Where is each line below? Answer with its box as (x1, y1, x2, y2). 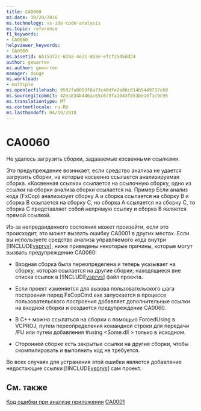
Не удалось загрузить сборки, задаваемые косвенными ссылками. (6, 155, 180, 162)
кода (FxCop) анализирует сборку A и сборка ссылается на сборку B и (6, 193, 189, 200)
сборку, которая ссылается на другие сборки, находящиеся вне (14, 267, 181, 274)
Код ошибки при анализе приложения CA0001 (6, 398, 125, 406)
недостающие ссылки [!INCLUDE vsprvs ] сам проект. (6, 365, 142, 372)
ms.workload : (6, 76, 39, 82)
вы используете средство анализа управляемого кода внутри (6, 236, 167, 244)
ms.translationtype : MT (6, 98, 66, 104)
